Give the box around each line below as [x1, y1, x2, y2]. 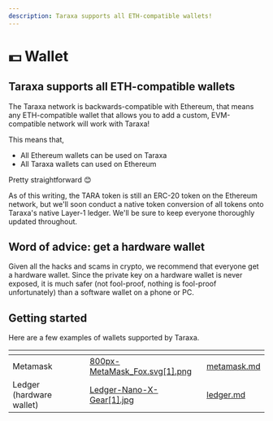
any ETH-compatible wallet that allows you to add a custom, [8, 110, 210, 120]
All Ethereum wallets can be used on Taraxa [19, 150, 167, 160]
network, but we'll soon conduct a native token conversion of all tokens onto [8, 199, 264, 208]
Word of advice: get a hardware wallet [8, 240, 206, 254]
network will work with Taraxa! [47, 119, 150, 129]
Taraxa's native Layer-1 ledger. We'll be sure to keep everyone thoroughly [8, 208, 255, 217]
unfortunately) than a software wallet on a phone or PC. [8, 287, 195, 297]
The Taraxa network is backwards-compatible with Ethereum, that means [8, 101, 254, 111]
